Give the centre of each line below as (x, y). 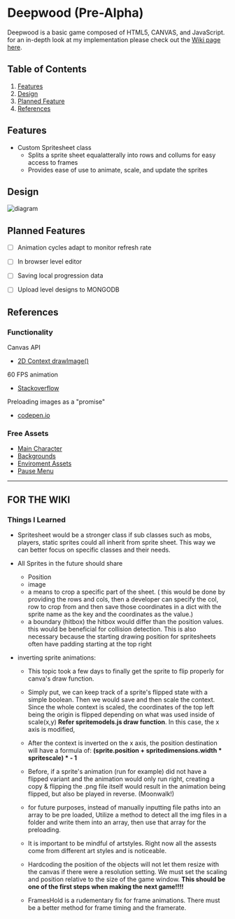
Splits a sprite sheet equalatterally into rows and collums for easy (122, 155)
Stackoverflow (38, 388)
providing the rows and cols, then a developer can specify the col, (123, 599)
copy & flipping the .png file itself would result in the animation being (127, 787)
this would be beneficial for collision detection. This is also (112, 629)
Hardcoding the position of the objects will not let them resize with (123, 864)
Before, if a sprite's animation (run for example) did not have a (117, 772)
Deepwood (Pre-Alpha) (76, 13)
